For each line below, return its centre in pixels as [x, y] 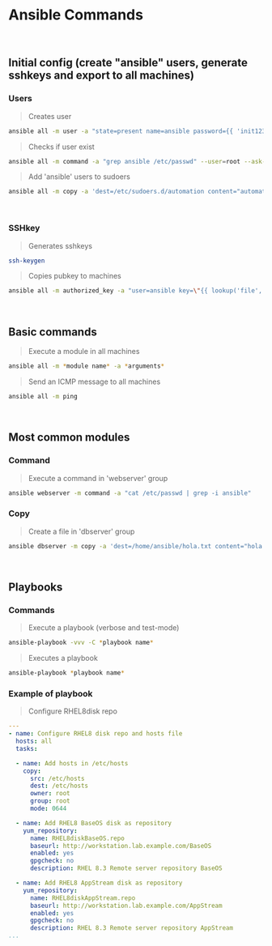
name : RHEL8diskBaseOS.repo [77, 838]
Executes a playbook [63, 658]
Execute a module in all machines [84, 352]
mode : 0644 [48, 809]
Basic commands [53, 332]
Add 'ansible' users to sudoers [79, 177]
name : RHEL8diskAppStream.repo [83, 898]
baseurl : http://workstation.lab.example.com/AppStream [126, 906]
